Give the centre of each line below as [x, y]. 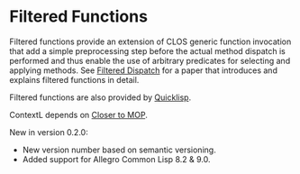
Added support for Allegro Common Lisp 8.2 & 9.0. [116, 159]
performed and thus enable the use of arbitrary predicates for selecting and [150, 60]
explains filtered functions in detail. [74, 79]
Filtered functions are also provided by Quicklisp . [100, 97]
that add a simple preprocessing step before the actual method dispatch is [147, 50]
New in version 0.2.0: [49, 132]
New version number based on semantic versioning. [119, 150]
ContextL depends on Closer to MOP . [79, 114]
